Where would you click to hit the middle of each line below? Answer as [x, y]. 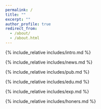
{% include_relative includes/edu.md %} [47, 82]
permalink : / [19, 10]
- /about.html [25, 38]
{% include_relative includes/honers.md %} [51, 101]
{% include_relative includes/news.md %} [49, 62]
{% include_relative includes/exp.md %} [47, 91]
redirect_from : [21, 29]
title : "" [16, 15]
